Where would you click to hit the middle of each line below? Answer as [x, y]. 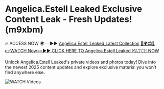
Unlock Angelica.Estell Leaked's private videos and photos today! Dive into [81, 62]
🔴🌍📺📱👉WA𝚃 [148, 43]
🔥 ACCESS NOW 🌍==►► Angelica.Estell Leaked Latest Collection [72, 43]
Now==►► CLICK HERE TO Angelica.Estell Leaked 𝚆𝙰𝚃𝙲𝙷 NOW [93, 51]
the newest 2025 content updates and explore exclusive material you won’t [81, 67]
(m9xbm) [24, 30]
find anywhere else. [25, 72]
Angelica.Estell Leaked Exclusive [74, 9]
